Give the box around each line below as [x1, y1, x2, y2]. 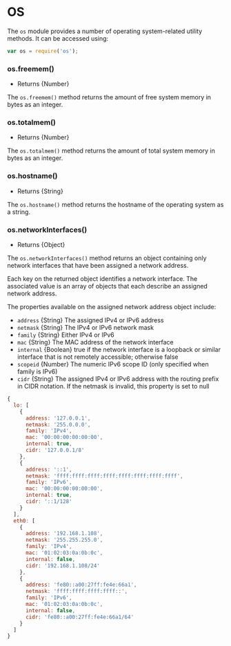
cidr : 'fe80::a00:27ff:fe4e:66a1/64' [25, 614, 134, 620]
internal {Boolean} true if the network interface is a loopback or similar [17, 346, 221, 353]
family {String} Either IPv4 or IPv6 [17, 331, 115, 339]
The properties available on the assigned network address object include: [7, 303, 217, 311]
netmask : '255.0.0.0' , [25, 421, 91, 428]
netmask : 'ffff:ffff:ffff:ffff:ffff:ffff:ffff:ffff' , [25, 472, 184, 480]
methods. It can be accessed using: [7, 34, 109, 42]
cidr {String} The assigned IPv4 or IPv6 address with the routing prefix [17, 375, 219, 383]
